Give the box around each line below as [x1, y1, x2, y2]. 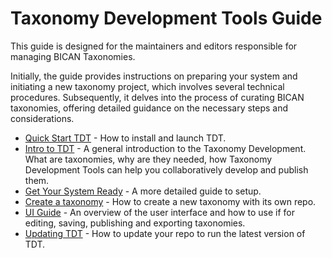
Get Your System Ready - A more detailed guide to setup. [24, 185, 262, 197]
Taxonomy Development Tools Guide [10, 7, 323, 30]
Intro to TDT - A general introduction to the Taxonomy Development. [24, 142, 307, 154]
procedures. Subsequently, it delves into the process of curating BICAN [10, 91, 305, 103]
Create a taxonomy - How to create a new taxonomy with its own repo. [24, 195, 317, 207]
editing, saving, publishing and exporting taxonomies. [24, 217, 246, 229]
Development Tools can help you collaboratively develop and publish [24, 163, 309, 176]
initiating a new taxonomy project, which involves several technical [10, 80, 285, 92]
